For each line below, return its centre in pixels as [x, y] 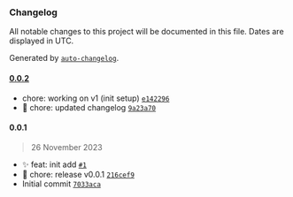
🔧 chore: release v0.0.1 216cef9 [78, 174]
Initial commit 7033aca [62, 184]
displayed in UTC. [42, 41]
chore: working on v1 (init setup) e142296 [96, 98]
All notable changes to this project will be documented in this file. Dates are [147, 32]
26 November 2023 [67, 147]
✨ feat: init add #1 [54, 164]
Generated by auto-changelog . [64, 58]
